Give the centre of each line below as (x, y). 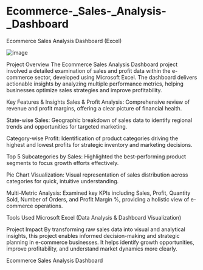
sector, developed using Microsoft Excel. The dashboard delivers (116, 77)
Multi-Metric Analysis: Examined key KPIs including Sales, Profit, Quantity (98, 193)
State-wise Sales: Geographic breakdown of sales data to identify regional (99, 120)
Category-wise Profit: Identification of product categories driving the (92, 138)
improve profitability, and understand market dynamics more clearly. (92, 248)
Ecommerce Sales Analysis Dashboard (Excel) (64, 41)
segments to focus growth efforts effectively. (63, 163)
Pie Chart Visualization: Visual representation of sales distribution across (97, 175)
